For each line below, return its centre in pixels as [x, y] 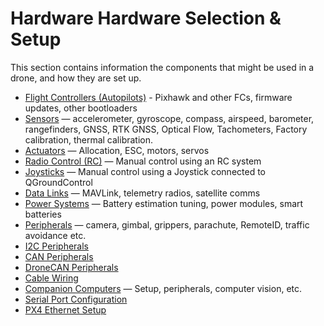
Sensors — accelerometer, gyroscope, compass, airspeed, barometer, [169, 118]
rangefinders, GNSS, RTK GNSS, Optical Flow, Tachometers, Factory [166, 129]
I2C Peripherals [57, 246]
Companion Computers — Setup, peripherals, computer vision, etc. [163, 288]
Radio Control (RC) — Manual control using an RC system [143, 161]
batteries [43, 214]
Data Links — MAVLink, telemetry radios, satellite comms [142, 193]
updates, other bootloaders [81, 108]
